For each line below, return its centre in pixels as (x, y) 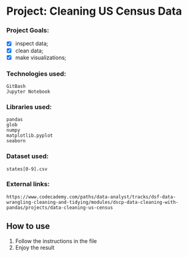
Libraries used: (29, 107)
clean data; (29, 51)
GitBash (16, 86)
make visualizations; (41, 57)
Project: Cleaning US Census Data (94, 11)
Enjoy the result (35, 247)
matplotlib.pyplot (30, 136)
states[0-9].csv (27, 169)
